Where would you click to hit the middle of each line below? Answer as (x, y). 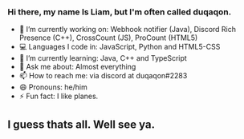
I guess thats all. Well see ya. (81, 124)
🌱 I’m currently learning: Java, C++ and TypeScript (103, 58)
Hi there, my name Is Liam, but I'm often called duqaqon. (120, 12)
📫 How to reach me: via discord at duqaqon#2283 (103, 76)
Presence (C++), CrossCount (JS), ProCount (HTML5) (108, 38)
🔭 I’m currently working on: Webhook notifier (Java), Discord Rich (127, 30)
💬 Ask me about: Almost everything (77, 67)
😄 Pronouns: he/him (53, 87)
